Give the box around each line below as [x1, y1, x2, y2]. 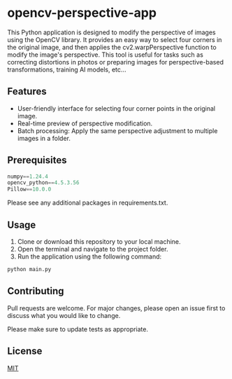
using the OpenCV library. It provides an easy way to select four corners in [7, 35, 222, 43]
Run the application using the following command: [17, 252, 162, 261]
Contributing [7, 285, 64, 297]
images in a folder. [17, 134, 71, 142]
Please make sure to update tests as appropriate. [7, 324, 149, 333]
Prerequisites [7, 154, 67, 166]
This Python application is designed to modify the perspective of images [7, 28, 216, 36]
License [7, 345, 43, 357]
